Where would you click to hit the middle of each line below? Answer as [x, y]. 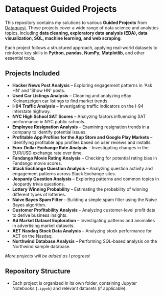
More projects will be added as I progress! [48, 256]
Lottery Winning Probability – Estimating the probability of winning [80, 189]
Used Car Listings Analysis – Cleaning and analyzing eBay [72, 95]
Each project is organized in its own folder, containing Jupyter [74, 283]
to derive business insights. [40, 215]
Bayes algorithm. [29, 205]
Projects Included [33, 74]
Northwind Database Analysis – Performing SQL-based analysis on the [85, 241]
